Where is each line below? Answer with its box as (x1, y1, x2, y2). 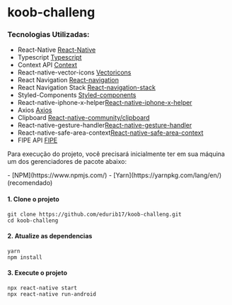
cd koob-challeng (7, 217, 59, 224)
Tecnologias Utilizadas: (7, 30, 90, 40)
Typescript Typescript (17, 53, 82, 62)
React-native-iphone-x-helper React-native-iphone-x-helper (17, 99, 192, 107)
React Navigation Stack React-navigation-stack (17, 83, 156, 92)
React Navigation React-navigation (17, 76, 119, 84)
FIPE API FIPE (17, 136, 58, 145)
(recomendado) (7, 179, 53, 187)
